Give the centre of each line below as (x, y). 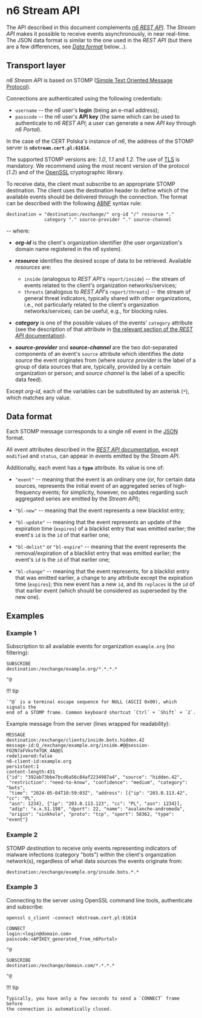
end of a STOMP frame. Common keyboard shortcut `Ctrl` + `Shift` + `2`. (101, 713)
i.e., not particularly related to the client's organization (91, 304)
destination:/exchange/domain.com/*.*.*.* (60, 965)
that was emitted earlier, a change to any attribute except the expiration (104, 577)
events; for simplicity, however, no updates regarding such (115, 492)
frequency (28, 492)
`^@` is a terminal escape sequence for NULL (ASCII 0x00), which (92, 702)
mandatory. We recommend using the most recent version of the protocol (98, 166)
